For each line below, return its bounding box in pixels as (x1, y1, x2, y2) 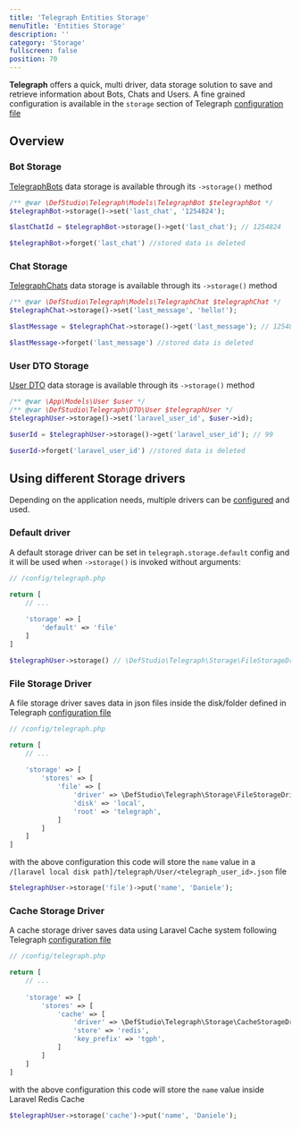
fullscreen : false (9, 47, 78, 56)
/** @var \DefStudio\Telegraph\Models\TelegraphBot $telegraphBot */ (9, 198, 274, 207)
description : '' (9, 30, 70, 38)
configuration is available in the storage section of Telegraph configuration (9, 98, 284, 108)
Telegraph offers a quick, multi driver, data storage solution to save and (9, 80, 273, 90)
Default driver (9, 526, 71, 539)
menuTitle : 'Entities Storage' (9, 21, 126, 30)
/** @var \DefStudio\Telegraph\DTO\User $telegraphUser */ (9, 406, 234, 415)
